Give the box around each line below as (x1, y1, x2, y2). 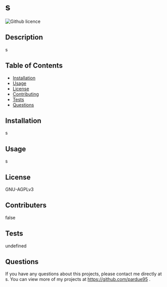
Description (5, 33, 43, 42)
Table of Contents (5, 61, 63, 70)
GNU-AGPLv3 (5, 186, 34, 192)
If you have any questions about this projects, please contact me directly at (5, 271, 162, 277)
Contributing (12, 91, 39, 97)
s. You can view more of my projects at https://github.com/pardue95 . (5, 276, 151, 282)
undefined (5, 243, 27, 249)
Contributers (5, 201, 47, 210)
